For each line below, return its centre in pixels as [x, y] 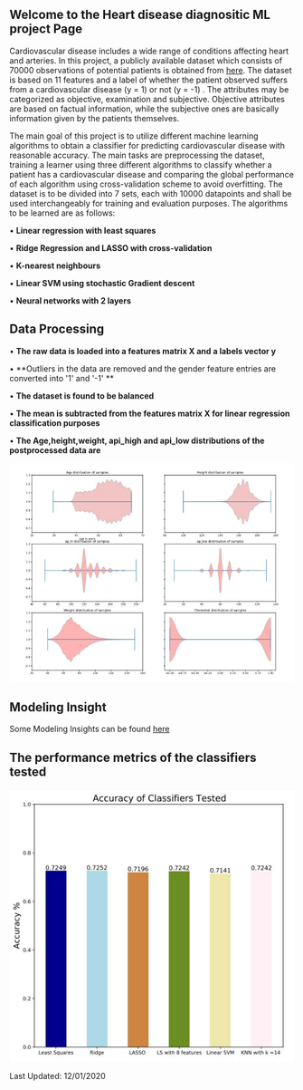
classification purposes [55, 423]
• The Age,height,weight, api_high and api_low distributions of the [137, 440]
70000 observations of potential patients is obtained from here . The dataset [151, 70]
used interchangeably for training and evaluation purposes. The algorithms [149, 203]
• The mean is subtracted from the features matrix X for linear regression [150, 413]
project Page [46, 29]
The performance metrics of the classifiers [133, 757]
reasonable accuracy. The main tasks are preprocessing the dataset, [137, 155]
